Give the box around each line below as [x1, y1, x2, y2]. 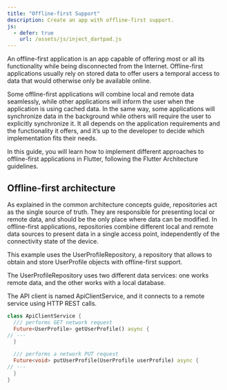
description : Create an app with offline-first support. [7, 17, 175, 23]
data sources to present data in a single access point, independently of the [7, 229, 220, 238]
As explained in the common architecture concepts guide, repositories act [7, 200, 217, 208]
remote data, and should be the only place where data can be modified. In [7, 215, 217, 223]
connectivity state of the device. [7, 237, 99, 245]
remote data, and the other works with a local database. [7, 278, 166, 286]
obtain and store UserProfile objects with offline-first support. [7, 257, 183, 266]
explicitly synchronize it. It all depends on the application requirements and [7, 119, 220, 128]
